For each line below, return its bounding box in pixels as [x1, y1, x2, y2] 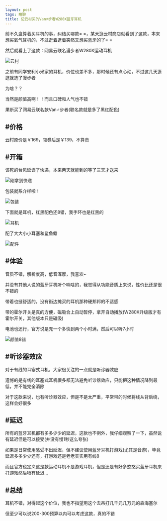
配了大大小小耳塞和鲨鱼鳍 [5, 230, 58, 236]
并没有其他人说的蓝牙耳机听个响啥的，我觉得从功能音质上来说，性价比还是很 [5, 282, 162, 288]
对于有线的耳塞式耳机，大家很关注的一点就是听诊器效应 [5, 366, 118, 372]
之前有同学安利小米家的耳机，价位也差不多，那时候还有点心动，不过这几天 [5, 69, 158, 75]
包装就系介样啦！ [5, 188, 40, 194]
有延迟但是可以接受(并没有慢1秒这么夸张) [5, 436, 88, 442]
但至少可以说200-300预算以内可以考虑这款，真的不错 [5, 511, 115, 517]
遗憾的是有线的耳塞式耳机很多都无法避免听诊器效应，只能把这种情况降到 [5, 377, 153, 383]
